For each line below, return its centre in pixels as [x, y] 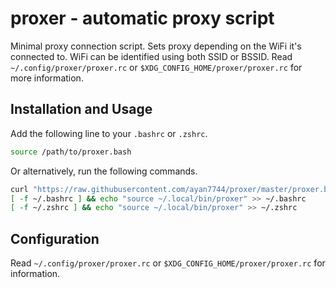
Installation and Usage [81, 109]
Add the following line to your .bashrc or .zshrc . [109, 133]
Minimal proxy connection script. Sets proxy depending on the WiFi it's [156, 46]
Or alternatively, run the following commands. [104, 171]
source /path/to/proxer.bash [71, 152]
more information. [47, 78]
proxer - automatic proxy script [142, 18]
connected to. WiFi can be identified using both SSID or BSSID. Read [151, 56]
